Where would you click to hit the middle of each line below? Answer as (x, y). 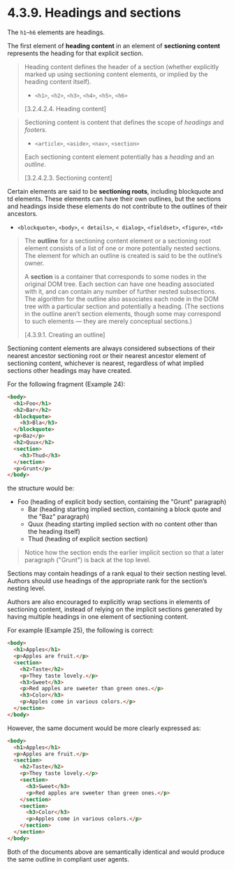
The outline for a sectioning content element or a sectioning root (117, 241)
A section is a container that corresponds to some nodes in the (115, 276)
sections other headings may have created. (70, 370)
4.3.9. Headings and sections (94, 13)
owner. (34, 263)
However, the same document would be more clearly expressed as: (104, 728)
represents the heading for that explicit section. (75, 53)
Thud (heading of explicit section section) (88, 539)
